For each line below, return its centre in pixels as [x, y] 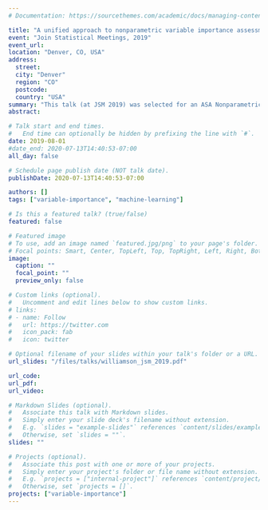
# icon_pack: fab [41, 333]
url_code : [25, 376]
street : [28, 68]
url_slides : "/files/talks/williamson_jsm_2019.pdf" [98, 361]
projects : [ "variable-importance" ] [67, 494]
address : [23, 60]
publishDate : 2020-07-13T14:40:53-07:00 [77, 178]
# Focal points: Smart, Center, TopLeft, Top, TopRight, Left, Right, [128, 251]
